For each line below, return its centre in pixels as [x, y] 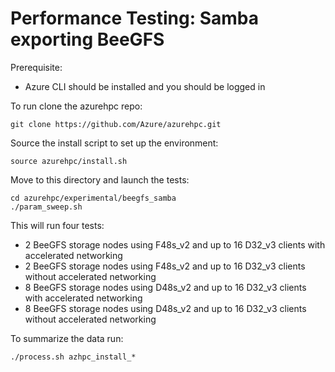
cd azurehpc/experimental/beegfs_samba [93, 198]
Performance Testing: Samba [135, 18]
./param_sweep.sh [46, 207]
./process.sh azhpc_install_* [73, 357]
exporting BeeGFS [87, 39]
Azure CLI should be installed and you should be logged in [145, 86]
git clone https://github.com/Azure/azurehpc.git [116, 124]
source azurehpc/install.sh [69, 161]
